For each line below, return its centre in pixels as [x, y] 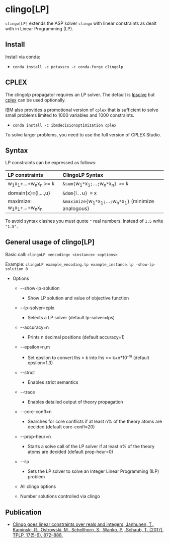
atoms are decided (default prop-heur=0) [70, 452]
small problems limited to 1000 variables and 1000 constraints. [70, 115]
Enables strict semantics [53, 382]
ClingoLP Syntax [83, 175]
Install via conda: [23, 57]
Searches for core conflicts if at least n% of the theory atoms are [95, 422]
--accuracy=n [34, 327]
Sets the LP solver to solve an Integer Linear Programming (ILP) [93, 471]
